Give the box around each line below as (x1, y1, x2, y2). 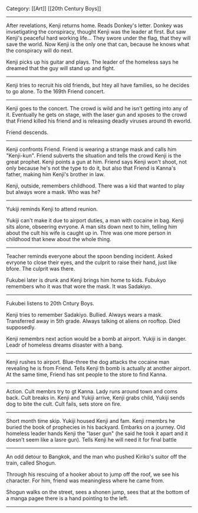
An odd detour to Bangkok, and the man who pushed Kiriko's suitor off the (6, 453, 187, 460)
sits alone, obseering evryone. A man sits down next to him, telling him (6, 223, 178, 230)
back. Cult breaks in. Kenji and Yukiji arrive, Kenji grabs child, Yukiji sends (6, 394, 185, 401)
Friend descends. (6, 129, 49, 136)
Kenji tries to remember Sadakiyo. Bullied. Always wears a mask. (6, 311, 163, 318)
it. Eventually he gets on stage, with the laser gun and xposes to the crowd (6, 111, 187, 118)
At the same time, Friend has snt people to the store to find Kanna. (6, 371, 167, 378)
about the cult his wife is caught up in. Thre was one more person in (6, 229, 171, 236)
